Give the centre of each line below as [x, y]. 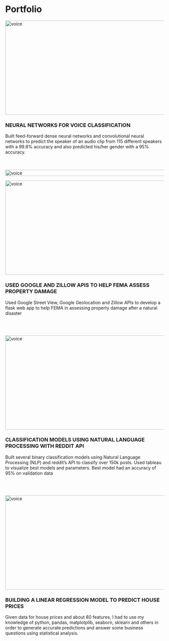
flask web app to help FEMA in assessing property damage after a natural [81, 308]
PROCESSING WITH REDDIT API [45, 446]
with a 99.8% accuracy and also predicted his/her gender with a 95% [77, 147]
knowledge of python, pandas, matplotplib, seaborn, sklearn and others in [82, 622]
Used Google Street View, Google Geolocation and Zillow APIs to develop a [83, 302]
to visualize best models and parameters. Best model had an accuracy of [81, 468]
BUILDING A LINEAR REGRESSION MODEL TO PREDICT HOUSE [82, 600]
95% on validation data [29, 473]
